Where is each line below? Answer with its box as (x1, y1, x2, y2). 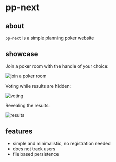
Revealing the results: (5, 102, 50, 108)
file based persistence (12, 151, 59, 157)
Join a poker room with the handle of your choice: (5, 63, 109, 69)
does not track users (12, 146, 56, 152)
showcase (5, 50, 39, 58)
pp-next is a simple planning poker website (5, 35, 94, 41)
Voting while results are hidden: (5, 83, 71, 89)
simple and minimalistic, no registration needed (12, 140, 111, 146)
